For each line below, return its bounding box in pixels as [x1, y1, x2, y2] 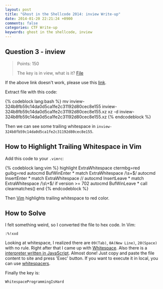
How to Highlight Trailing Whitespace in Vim [5, 143, 142, 151]
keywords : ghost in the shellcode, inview [5, 30, 92, 35]
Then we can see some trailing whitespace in [5, 123, 96, 129]
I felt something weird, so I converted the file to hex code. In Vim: [5, 222, 136, 228]
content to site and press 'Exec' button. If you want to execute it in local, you [5, 255, 158, 261]
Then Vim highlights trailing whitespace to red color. [5, 195, 109, 201]
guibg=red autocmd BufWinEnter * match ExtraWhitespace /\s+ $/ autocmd [5, 170, 156, 176]
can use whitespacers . [5, 261, 51, 267]
